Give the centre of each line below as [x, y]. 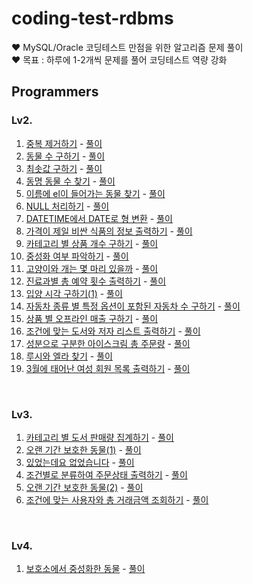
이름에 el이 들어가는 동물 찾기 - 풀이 [95, 193]
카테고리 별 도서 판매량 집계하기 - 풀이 [99, 437]
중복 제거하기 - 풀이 [64, 143]
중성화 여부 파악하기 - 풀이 [77, 256]
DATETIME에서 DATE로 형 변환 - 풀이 [99, 218]
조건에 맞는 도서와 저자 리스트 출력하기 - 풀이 [113, 331]
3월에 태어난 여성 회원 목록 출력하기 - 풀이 [108, 368]
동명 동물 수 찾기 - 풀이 [70, 181]
